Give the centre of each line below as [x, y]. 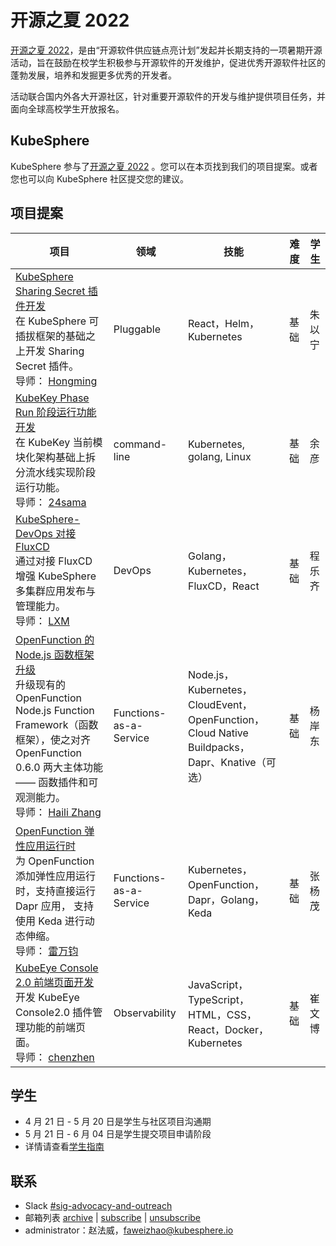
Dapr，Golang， [226, 899]
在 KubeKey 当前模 [59, 442]
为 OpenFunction [55, 861]
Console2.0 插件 [54, 1012]
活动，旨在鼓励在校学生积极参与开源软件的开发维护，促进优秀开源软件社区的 [168, 62]
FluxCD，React [224, 586]
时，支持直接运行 [56, 891]
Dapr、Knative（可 [232, 762]
